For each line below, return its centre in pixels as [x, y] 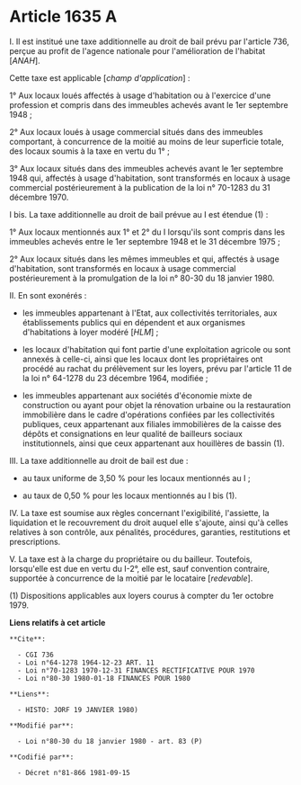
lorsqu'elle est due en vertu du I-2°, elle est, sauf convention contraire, [140, 568]
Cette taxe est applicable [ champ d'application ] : [100, 77]
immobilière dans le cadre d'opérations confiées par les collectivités [149, 415]
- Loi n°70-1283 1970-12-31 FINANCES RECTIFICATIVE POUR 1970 [136, 670]
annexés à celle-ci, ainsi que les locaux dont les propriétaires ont [142, 359]
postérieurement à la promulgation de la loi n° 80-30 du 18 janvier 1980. [142, 278]
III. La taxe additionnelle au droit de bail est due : [99, 460]
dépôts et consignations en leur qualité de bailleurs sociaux [132, 433]
